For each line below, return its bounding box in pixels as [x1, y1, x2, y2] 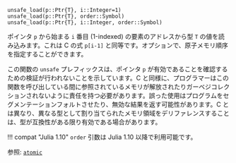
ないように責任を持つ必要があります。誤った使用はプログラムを [37, 92, 223, 99]
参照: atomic [7, 148, 42, 156]
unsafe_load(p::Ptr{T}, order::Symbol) [7, 13, 125, 20]
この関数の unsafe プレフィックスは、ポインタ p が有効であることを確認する [7, 65, 228, 73]
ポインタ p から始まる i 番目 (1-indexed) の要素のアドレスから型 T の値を [7, 32, 219, 40]
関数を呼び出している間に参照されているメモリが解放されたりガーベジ [7, 83, 212, 91]
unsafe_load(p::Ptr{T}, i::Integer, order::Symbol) [7, 19, 163, 26]
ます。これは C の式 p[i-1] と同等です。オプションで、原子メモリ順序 [25, 41, 228, 49]
